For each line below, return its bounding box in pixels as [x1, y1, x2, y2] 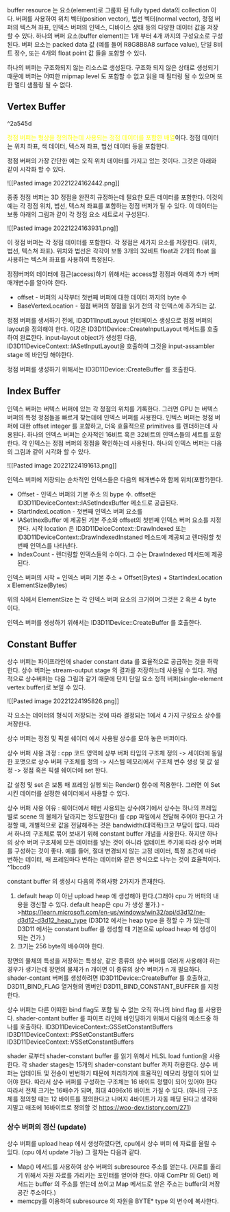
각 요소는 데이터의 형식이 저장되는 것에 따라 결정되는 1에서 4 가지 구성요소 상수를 [7, 711, 221, 720]
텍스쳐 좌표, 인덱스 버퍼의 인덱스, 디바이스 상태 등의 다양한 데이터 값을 [19, 23, 206, 31]
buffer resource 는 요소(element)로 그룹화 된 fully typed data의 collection [7, 6, 209, 14]
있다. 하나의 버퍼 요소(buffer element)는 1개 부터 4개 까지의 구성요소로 [21, 32, 211, 40]
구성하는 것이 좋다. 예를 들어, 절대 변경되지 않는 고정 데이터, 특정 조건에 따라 [14, 847, 217, 855]
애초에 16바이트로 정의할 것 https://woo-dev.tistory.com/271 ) [25, 1104, 192, 1112]
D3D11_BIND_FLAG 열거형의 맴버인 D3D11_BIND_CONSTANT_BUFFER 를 [7, 983, 207, 991]
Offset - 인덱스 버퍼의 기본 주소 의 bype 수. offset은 [16, 490, 157, 498]
